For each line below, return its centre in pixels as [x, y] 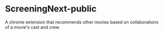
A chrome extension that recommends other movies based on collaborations [82, 22]
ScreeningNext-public [51, 9]
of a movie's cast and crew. [33, 27]
